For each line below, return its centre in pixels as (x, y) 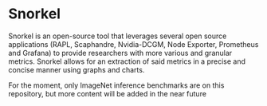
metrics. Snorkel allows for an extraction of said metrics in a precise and (127, 61)
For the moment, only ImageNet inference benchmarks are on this (116, 85)
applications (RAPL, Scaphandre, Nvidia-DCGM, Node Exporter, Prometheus (133, 44)
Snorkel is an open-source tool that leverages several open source (118, 36)
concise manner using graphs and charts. (77, 69)
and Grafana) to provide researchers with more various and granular (120, 53)
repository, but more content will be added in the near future (108, 93)
